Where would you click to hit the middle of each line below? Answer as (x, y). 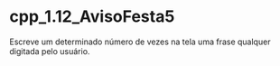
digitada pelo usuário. (50, 51)
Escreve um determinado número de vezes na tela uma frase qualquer (140, 42)
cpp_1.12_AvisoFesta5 (92, 17)
